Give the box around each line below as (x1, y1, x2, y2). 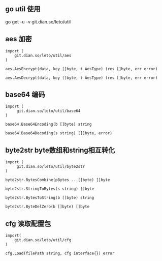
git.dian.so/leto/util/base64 (16, 108, 81, 113)
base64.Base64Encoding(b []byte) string (5, 122, 92, 127)
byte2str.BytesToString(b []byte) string (5, 195, 94, 200)
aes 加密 (5, 35, 32, 43)
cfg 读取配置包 (5, 219, 51, 228)
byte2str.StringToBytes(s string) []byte (5, 186, 94, 192)
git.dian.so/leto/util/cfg (14, 238, 72, 243)
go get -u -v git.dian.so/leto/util (5, 18, 71, 24)
